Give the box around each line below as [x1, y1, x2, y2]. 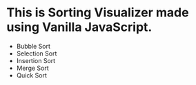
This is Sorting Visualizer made [6, 5, 189, 21]
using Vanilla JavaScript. [6, 19, 153, 35]
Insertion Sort [16, 56, 56, 64]
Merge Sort [16, 64, 49, 72]
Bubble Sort [16, 42, 51, 50]
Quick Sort [16, 71, 48, 80]
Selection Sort [16, 49, 57, 58]
